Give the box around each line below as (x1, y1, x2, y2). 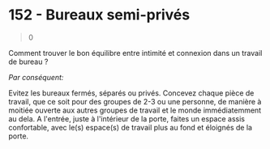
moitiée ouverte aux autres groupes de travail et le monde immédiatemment (8, 105, 262, 115)
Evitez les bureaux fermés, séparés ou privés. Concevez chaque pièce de (8, 87, 255, 98)
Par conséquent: (8, 72, 64, 82)
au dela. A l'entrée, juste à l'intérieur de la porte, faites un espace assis (8, 113, 246, 123)
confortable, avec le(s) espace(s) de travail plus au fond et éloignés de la (8, 122, 253, 132)
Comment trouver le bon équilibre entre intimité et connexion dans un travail (8, 48, 263, 57)
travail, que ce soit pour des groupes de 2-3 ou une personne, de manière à (8, 96, 262, 106)
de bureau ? (8, 57, 49, 66)
